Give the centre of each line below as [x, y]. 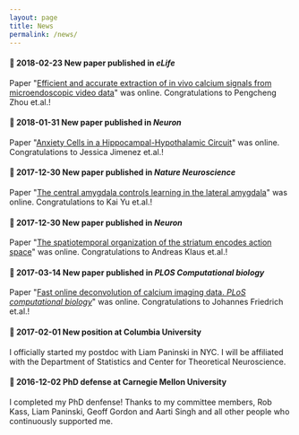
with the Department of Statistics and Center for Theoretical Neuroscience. [148, 361]
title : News [31, 26]
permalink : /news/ [43, 34]
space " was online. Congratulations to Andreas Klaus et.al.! [119, 252]
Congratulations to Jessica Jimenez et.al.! [86, 152]
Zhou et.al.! [30, 102]
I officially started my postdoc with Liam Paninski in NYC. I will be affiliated [146, 352]
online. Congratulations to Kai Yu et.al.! [81, 202]
